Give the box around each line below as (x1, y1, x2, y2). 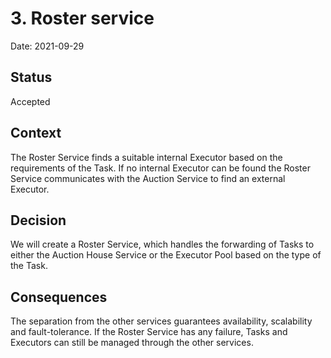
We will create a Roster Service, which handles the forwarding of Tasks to (10, 238, 315, 251)
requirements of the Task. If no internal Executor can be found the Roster (10, 162, 311, 174)
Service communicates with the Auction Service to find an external (10, 172, 286, 184)
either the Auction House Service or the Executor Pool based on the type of (10, 249, 322, 261)
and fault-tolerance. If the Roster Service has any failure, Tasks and (10, 326, 288, 338)
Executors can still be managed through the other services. (10, 337, 254, 349)
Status (10, 69, 53, 86)
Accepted (10, 95, 51, 107)
